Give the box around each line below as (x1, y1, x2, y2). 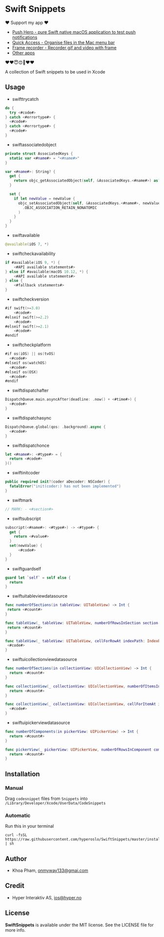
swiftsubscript (12, 515, 41, 521)
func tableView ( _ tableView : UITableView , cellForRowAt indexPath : (5, 638, 145, 643)
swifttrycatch (12, 96, 39, 102)
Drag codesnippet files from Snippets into (5, 796, 88, 801)
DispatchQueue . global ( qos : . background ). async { (5, 424, 106, 429)
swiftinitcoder (12, 470, 40, 476)
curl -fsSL (5, 833, 27, 838)
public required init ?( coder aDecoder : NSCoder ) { (5, 479, 110, 484)
